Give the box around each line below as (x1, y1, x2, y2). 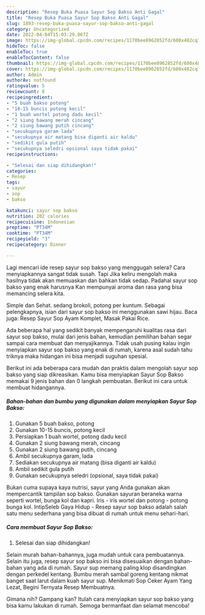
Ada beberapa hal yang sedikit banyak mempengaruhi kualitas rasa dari (6, 326, 187, 334)
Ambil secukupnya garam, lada (15, 452, 93, 460)
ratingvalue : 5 (6, 83, 45, 89)
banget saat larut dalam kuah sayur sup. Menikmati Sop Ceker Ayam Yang (6, 576, 192, 584)
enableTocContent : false (6, 54, 70, 61)
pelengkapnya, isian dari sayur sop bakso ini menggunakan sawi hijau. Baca (6, 308, 198, 315)
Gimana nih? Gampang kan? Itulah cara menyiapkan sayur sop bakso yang (6, 595, 194, 603)
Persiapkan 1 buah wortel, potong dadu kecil (15, 433, 127, 440)
